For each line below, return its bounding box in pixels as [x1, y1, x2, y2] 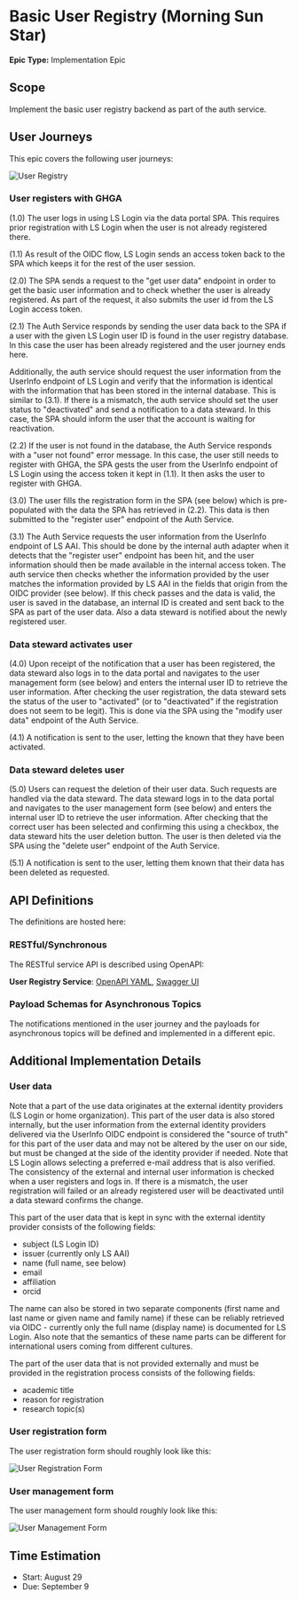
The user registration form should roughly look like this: [9, 1446, 211, 1456]
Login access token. [9, 304, 82, 314]
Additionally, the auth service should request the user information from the [9, 366, 282, 376]
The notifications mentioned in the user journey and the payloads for [9, 1018, 260, 1029]
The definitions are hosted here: [9, 916, 127, 927]
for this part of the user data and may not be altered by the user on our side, [9, 1138, 288, 1149]
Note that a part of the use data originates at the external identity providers [9, 1100, 284, 1111]
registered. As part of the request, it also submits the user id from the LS [9, 294, 274, 305]
